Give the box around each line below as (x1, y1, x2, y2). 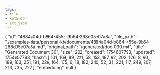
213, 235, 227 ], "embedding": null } (5, 65, 77, 71)
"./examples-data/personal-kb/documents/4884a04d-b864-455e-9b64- (5, 39, 151, 45)
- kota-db (5, 16, 25, 21)
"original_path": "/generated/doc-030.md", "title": (47, 44, 146, 50)
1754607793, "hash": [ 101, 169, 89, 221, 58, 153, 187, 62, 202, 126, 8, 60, (5, 54, 149, 60)
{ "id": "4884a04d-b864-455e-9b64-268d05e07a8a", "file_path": (5, 34, 137, 40)
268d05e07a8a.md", (5, 44, 46, 50)
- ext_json (5, 20, 27, 26)
